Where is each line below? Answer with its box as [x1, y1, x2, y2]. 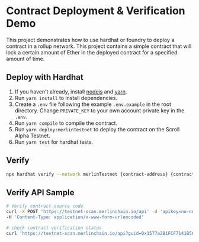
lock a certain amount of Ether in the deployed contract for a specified [6, 49, 178, 56]
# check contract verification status [6, 225, 102, 231]
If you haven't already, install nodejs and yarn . [14, 88, 127, 95]
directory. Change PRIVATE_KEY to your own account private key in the [14, 107, 185, 114]
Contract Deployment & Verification [6, 4, 185, 18]
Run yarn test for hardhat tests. [14, 138, 94, 146]
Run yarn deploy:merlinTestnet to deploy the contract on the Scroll [14, 125, 180, 133]
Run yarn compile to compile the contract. [14, 120, 117, 127]
